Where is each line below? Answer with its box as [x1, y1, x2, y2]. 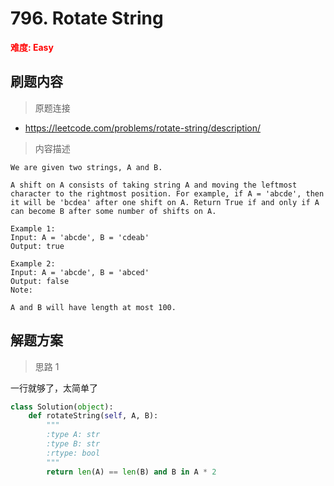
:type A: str [46, 430, 101, 440]
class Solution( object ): [10, 402, 114, 412]
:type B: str [46, 439, 101, 449]
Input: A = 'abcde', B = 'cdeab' [10, 232, 150, 242]
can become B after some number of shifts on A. [10, 206, 217, 216]
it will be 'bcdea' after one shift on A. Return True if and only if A [10, 197, 320, 207]
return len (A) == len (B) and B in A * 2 [46, 467, 217, 477]
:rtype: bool [46, 448, 101, 458]
